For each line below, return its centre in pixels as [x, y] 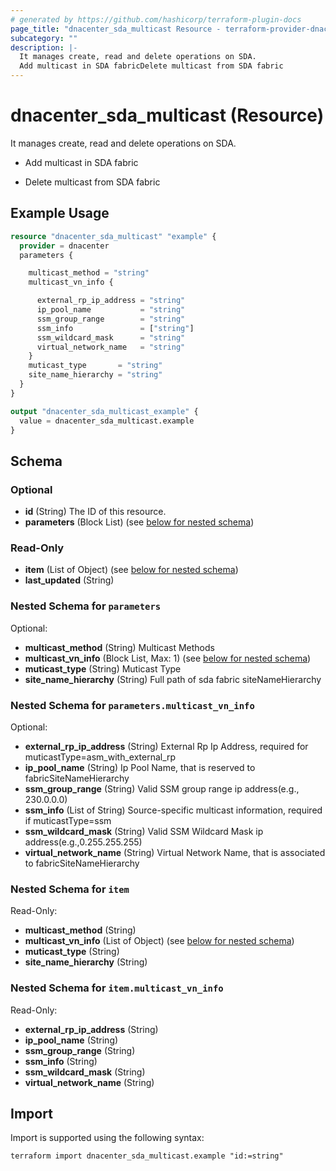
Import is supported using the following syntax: [107, 1138]
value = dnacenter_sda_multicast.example [107, 421]
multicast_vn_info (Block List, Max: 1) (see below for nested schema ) [168, 658]
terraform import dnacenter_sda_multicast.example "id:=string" [147, 1156]
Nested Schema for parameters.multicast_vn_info [132, 705]
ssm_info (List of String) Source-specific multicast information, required [173, 810]
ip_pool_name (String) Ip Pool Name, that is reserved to [140, 767]
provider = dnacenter [64, 246]
